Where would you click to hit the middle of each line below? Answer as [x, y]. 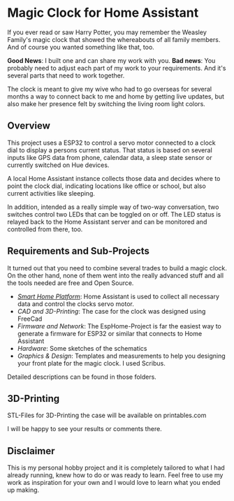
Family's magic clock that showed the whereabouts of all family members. [114, 39]
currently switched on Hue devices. [58, 165]
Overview [29, 126]
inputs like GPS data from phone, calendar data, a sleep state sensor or [110, 157]
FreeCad [30, 319]
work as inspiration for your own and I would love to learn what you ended [114, 483]
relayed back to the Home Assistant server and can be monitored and [107, 222]
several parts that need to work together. [66, 75]
